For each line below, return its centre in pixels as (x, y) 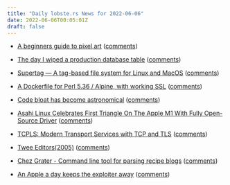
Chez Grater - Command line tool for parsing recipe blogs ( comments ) (117, 161)
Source (27, 121)
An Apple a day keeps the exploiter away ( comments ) (94, 175)
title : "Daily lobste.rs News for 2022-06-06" (76, 14)
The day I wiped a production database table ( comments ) (99, 60)
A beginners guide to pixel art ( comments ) (78, 46)
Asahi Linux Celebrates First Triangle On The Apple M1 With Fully (110, 113)
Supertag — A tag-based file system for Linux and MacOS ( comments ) (118, 73)
